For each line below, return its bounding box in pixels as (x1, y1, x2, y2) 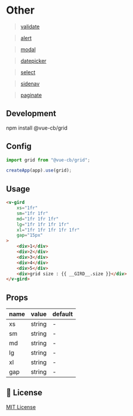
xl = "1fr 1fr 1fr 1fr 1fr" (16, 227, 80, 233)
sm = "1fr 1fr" (16, 210, 49, 216)
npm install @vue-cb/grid (6, 124, 68, 131)
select (20, 68, 36, 75)
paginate (20, 91, 42, 98)
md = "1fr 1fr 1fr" (16, 216, 59, 222)
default (52, 310, 73, 318)
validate (20, 23, 40, 30)
